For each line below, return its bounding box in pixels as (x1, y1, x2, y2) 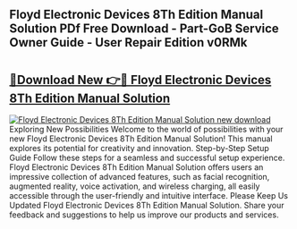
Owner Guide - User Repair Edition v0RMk (9, 35, 248, 50)
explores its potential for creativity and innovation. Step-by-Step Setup (9, 143, 270, 153)
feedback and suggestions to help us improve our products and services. (9, 209, 279, 220)
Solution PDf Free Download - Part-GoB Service (9, 21, 279, 37)
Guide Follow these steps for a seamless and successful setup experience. (9, 152, 285, 163)
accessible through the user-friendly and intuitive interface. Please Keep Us (9, 191, 289, 200)
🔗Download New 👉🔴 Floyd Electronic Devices (9, 72, 272, 88)
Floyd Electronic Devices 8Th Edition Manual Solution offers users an (9, 162, 264, 173)
